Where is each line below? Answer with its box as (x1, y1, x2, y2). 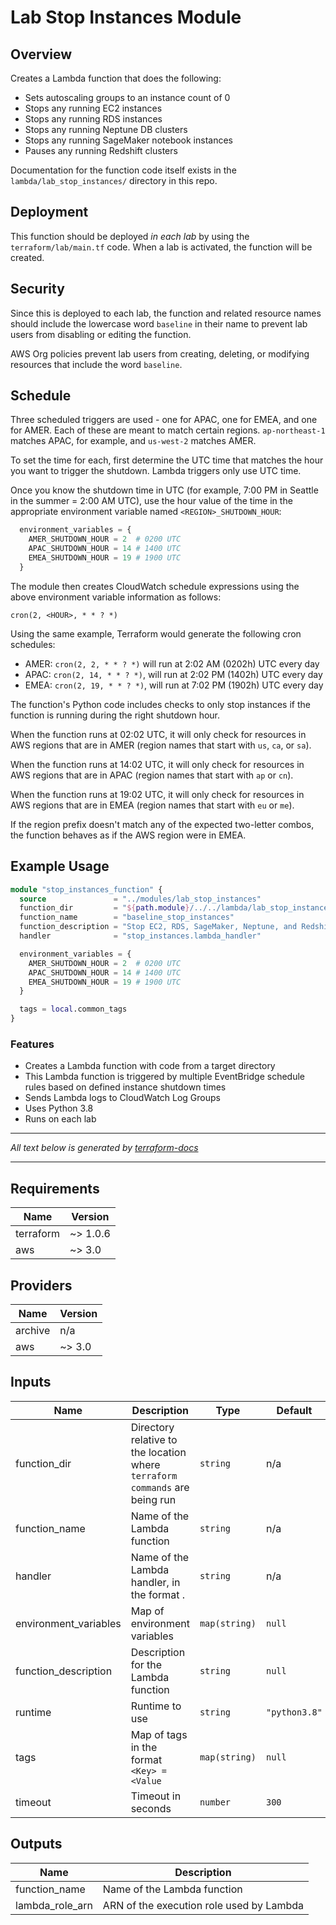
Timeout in (130, 1789, 182, 1803)
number (199, 1796, 232, 1808)
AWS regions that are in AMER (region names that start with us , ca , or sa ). (10, 739, 312, 751)
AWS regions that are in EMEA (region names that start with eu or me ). (10, 799, 295, 811)
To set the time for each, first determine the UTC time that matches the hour (10, 454, 324, 466)
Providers (10, 1277, 73, 1294)
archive (15, 1323, 51, 1337)
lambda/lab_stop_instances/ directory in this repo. (10, 175, 218, 186)
